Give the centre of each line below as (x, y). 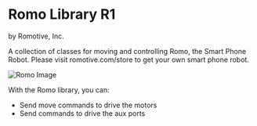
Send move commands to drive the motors (88, 105)
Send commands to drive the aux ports (82, 113)
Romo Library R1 (62, 14)
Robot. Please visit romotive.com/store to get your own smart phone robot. (128, 59)
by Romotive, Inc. (36, 36)
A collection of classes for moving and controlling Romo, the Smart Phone (127, 51)
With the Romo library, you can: (59, 90)
